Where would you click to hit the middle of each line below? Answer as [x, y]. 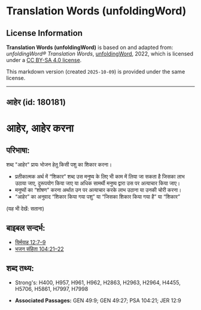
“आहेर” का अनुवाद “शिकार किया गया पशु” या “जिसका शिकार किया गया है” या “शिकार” [98, 197]
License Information [44, 33]
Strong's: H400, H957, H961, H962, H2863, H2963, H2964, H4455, [98, 283]
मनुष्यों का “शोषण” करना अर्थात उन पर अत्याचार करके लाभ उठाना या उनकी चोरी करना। [98, 190]
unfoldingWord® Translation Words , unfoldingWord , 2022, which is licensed [100, 54]
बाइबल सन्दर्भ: [26, 228]
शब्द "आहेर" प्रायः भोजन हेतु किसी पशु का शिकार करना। [59, 165]
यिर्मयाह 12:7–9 [30, 243]
